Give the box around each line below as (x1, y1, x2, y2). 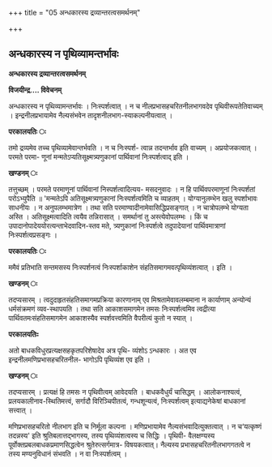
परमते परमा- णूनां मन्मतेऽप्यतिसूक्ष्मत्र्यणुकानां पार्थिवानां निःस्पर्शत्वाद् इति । (8, 152, 189, 161)
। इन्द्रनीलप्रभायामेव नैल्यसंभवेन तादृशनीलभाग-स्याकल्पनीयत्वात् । (8, 110, 173, 120)
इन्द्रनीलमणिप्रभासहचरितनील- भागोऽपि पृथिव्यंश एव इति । (8, 354, 151, 364)
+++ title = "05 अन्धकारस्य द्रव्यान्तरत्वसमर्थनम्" (8, 8, 141, 17)
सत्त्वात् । (8, 405, 32, 415)
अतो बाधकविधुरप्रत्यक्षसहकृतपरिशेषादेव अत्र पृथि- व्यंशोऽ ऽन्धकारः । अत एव (8, 345, 197, 355)
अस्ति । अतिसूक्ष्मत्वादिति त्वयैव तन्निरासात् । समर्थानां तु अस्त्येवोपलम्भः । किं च (8, 212, 208, 221)
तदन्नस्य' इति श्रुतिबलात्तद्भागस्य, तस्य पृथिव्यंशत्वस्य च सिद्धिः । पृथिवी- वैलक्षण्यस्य (8, 431, 215, 440)
